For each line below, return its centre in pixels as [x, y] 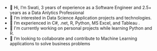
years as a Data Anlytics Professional [47, 13]
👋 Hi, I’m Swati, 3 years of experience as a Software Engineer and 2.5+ [80, 8]
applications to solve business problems [50, 43]
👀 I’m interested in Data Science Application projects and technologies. [81, 18]
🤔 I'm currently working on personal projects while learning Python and [81, 28]
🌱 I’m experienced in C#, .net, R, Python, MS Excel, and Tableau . [75, 23]
